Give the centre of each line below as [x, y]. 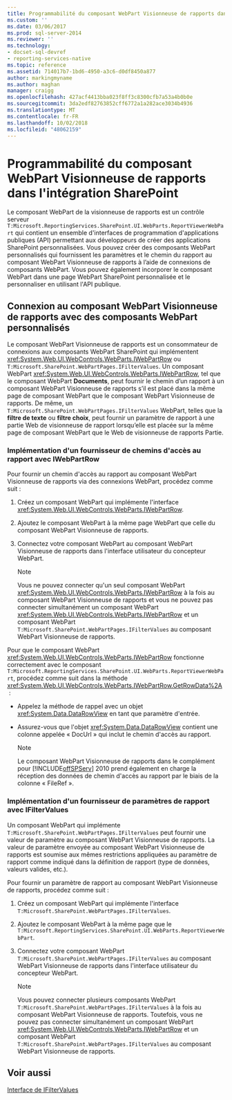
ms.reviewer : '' [30, 39]
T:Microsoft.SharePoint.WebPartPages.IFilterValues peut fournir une [107, 832]
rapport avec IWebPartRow [54, 459]
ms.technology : [29, 46]
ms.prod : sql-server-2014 [44, 33]
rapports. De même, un [40, 403]
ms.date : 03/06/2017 [37, 26]
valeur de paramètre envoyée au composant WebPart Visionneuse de [106, 847]
